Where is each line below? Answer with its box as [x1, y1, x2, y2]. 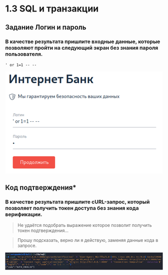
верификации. [5, 211, 42, 218]
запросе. [17, 242, 36, 248]
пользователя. [5, 51, 43, 58]
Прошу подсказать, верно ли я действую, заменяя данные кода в [17, 237, 158, 243]
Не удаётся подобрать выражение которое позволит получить [17, 222, 152, 228]
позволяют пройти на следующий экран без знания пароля [5, 44, 158, 51]
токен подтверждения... [17, 227, 69, 233]
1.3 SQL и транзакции [5, 3, 99, 15]
